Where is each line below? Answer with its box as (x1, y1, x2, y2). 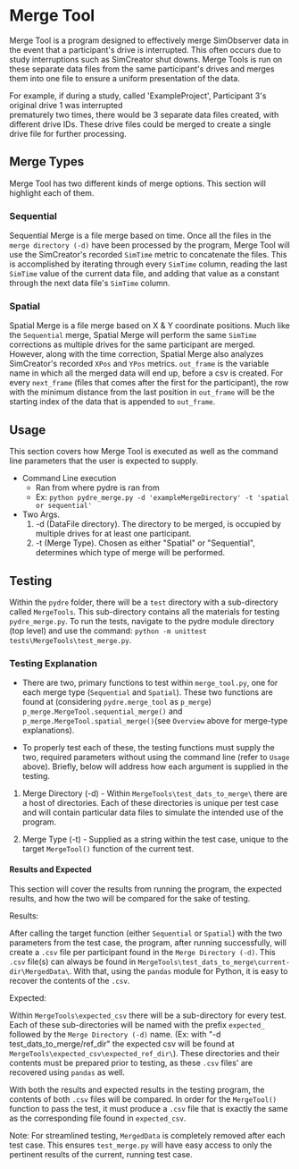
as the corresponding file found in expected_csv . (9, 1113, 187, 1123)
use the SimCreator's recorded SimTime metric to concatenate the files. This (9, 250, 287, 260)
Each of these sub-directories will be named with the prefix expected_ (9, 1020, 265, 1030)
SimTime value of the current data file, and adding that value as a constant (9, 268, 279, 279)
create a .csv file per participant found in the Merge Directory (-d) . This (9, 947, 276, 958)
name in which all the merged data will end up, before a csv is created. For (9, 368, 284, 378)
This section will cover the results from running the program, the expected (9, 884, 283, 894)
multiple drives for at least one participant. (35, 529, 192, 539)
